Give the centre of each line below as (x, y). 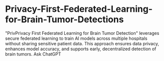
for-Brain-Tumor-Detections (65, 19)
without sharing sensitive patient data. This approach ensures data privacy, (82, 43)
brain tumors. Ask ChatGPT (33, 54)
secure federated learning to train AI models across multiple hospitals (76, 38)
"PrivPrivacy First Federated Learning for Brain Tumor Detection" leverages (82, 33)
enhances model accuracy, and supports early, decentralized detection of (81, 49)
